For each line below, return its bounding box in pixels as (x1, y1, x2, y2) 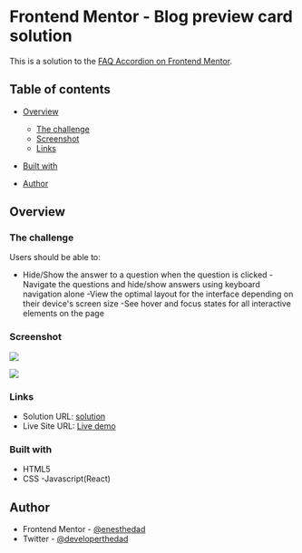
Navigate (22, 279, 57, 290)
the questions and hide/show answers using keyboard (58, 279, 260, 290)
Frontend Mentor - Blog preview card (9, 6, 293, 27)
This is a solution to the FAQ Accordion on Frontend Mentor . (9, 55, 233, 66)
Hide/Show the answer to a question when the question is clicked (22, 269, 268, 280)
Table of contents (9, 82, 111, 97)
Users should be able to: (9, 252, 102, 263)
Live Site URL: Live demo (22, 421, 116, 432)
